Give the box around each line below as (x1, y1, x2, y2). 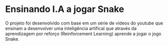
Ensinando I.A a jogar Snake (5, 3, 124, 15)
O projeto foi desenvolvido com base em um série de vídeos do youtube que (5, 20, 163, 26)
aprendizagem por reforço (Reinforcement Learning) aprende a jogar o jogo (5, 30, 161, 36)
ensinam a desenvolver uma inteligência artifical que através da (5, 25, 137, 31)
